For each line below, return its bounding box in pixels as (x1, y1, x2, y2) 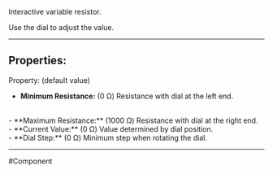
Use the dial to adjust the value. (8, 23, 115, 32)
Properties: (8, 54, 67, 67)
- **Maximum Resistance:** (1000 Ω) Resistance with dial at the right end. (8, 115, 258, 125)
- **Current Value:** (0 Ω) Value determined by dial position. (8, 124, 214, 133)
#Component (8, 156, 53, 166)
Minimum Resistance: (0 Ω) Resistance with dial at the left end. (19, 91, 234, 101)
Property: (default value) (8, 75, 91, 85)
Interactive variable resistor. (8, 7, 102, 16)
